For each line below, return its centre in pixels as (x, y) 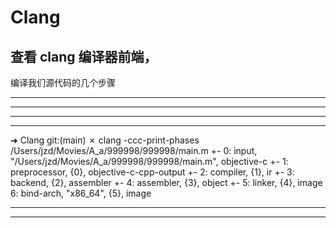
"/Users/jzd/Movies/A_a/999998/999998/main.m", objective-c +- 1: (149, 161)
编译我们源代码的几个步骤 (63, 82)
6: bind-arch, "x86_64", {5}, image (81, 193)
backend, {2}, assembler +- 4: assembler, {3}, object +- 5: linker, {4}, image (166, 182)
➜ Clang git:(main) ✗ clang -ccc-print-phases (105, 140)
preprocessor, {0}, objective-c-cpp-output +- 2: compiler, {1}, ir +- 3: (152, 172)
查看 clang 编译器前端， (84, 56)
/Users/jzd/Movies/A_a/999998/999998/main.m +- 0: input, (134, 150)
